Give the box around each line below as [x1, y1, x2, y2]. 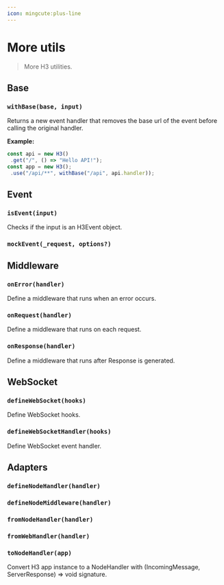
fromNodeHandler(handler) [7, 516, 94, 523]
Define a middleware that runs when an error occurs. [7, 295, 156, 303]
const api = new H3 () [7, 150, 69, 158]
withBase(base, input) [7, 102, 83, 111]
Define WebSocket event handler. [7, 441, 101, 450]
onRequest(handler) [7, 311, 72, 319]
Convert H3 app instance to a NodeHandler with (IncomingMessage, [7, 563, 201, 571]
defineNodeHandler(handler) [7, 482, 101, 490]
